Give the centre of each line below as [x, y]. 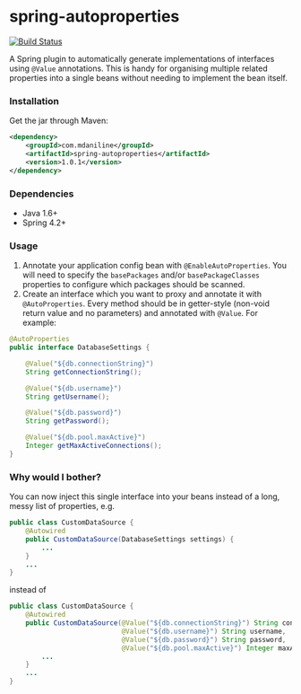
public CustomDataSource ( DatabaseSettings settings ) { [130, 539]
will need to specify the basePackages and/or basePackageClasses [141, 275]
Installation [34, 101]
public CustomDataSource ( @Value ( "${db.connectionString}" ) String [152, 623]
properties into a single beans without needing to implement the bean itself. [149, 77]
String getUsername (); [68, 397]
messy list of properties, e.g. [62, 506]
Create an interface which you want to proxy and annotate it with [142, 294]
